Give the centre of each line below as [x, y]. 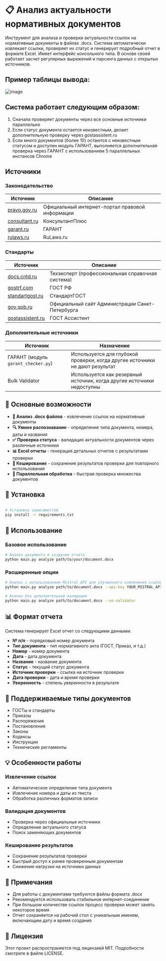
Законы [20, 731]
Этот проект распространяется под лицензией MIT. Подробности [75, 948]
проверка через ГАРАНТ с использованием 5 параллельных [76, 151]
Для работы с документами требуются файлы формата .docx [77, 894]
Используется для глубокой [104, 354]
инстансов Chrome [32, 156]
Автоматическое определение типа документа [62, 787]
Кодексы [21, 737]
